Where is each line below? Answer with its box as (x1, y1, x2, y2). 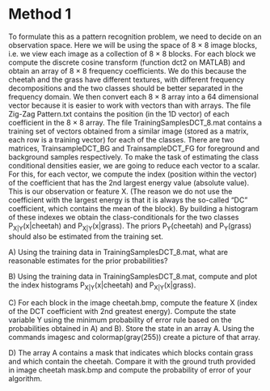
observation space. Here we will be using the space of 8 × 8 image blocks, (8, 40, 258, 49)
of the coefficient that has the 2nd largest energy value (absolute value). (8, 177, 249, 187)
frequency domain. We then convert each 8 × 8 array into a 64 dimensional (8, 91, 259, 101)
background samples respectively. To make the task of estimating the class (8, 151, 259, 162)
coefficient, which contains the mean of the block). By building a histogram (8, 203, 259, 213)
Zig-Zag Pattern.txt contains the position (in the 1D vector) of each (8, 108, 230, 118)
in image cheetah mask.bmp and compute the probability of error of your (8, 365, 252, 375)
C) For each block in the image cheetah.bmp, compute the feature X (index (8, 297, 258, 308)
